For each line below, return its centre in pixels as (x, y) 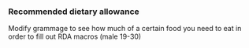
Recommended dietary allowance (74, 12)
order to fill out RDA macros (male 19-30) (75, 36)
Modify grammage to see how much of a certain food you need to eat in (125, 29)
